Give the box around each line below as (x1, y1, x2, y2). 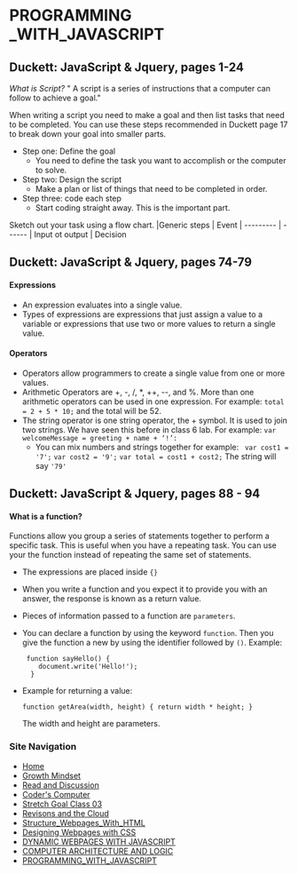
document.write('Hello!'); (38, 663, 138, 671)
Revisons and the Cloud (21, 807, 109, 818)
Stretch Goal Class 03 (21, 799, 103, 809)
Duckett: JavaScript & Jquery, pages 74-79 (9, 255, 253, 270)
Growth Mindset (21, 770, 82, 781)
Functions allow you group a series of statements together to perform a (9, 530, 271, 542)
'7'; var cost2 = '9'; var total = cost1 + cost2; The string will (35, 450, 277, 462)
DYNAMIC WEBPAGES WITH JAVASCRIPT (21, 836, 176, 846)
